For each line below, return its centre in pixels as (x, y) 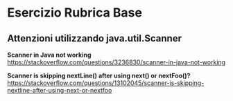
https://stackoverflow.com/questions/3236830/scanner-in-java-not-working (116, 62)
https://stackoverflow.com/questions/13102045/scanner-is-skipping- (106, 83)
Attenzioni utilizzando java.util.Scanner (95, 38)
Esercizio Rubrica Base (75, 13)
